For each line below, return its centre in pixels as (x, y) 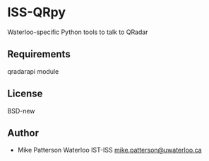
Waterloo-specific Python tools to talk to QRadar (78, 32)
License (25, 94)
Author (23, 133)
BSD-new (21, 111)
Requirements (39, 54)
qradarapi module (33, 71)
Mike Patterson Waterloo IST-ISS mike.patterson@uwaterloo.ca (110, 150)
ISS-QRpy (36, 12)
